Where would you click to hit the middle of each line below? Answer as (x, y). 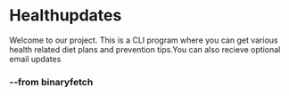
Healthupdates (66, 16)
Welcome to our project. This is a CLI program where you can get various (144, 40)
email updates (35, 59)
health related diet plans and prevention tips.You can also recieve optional (145, 49)
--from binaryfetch (51, 82)
